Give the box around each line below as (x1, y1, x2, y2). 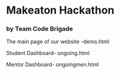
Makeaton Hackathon (6, 4, 115, 17)
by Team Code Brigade (6, 25, 73, 33)
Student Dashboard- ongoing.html (6, 50, 90, 57)
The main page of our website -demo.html (6, 38, 110, 45)
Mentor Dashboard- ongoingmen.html (6, 61, 99, 68)
